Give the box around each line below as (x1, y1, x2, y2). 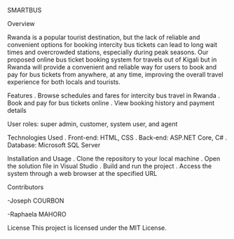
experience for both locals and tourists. (7, 78, 121, 86)
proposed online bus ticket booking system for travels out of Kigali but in (7, 55, 217, 64)
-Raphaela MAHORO (7, 210, 67, 218)
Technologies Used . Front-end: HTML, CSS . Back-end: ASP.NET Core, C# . (7, 133, 228, 142)
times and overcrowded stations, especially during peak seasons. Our (7, 48, 209, 56)
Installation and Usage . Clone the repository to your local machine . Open (7, 154, 221, 163)
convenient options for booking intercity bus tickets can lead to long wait (7, 41, 218, 48)
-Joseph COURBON (7, 196, 64, 205)
